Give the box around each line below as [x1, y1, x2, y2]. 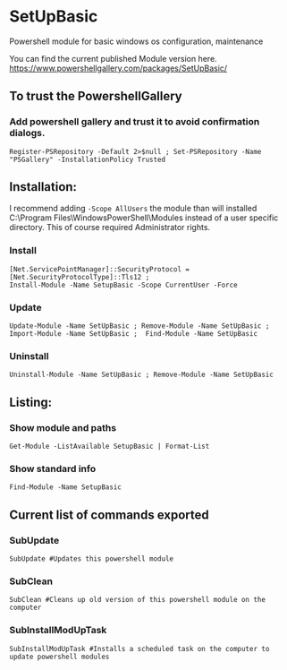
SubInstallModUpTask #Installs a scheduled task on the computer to [9, 644, 270, 653]
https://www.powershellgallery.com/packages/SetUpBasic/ [9, 63, 228, 73]
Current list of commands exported [9, 507, 209, 522]
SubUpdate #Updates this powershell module [9, 554, 174, 563]
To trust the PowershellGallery [9, 89, 183, 104]
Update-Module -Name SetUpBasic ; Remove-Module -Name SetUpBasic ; [9, 322, 270, 331]
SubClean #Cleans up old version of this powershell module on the [9, 596, 266, 605]
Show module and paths [9, 421, 117, 434]
